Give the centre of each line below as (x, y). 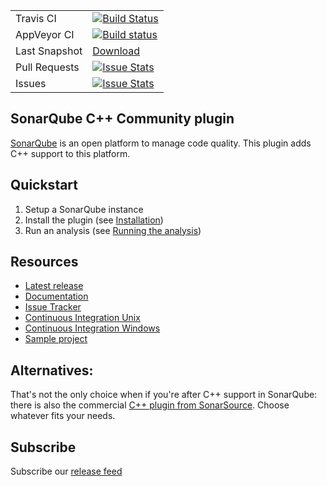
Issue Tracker (53, 307)
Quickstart (44, 185)
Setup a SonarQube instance (84, 209)
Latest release (54, 286)
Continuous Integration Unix (82, 318)
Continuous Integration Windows (92, 328)
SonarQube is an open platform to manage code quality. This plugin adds (161, 143)
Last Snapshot (49, 51)
